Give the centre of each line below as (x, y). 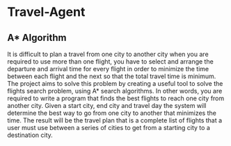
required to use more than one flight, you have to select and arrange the (110, 62)
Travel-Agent (46, 12)
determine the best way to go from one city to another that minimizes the (112, 113)
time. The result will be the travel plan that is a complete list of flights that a (115, 120)
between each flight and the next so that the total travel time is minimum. (112, 76)
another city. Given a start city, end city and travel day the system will (107, 106)
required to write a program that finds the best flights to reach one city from (116, 98)
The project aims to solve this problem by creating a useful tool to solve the (115, 83)
